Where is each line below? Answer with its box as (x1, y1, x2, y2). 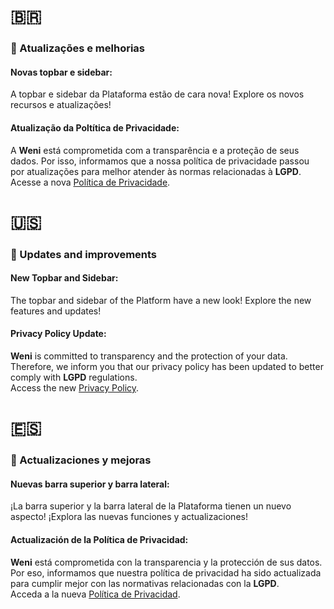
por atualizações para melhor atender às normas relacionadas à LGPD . (10, 165, 302, 177)
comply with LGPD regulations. (10, 371, 138, 384)
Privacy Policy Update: (10, 328, 107, 340)
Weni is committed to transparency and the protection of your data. (10, 350, 288, 362)
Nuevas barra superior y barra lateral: (10, 478, 170, 490)
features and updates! (10, 305, 102, 317)
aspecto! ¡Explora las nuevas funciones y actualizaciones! (10, 511, 248, 523)
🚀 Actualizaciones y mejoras (10, 453, 152, 467)
